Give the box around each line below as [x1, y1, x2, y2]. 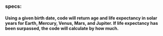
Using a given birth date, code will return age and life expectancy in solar [5, 15, 158, 21]
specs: [5, 3, 22, 10]
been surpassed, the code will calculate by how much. [5, 25, 119, 31]
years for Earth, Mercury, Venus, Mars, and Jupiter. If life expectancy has [5, 20, 159, 26]
